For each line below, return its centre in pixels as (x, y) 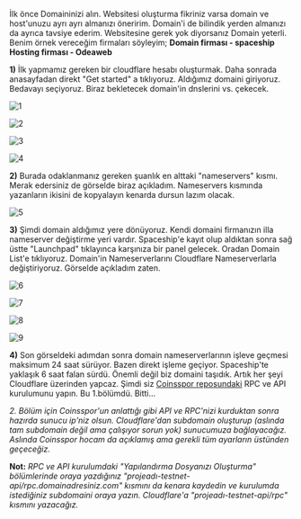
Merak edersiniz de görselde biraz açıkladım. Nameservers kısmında (136, 185)
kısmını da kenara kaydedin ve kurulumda (202, 485)
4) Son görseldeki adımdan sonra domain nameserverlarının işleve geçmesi (149, 355)
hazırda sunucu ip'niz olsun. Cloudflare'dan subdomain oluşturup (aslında (147, 420)
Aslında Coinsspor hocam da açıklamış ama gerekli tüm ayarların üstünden (149, 439)
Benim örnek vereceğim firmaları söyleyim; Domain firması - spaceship (142, 42)
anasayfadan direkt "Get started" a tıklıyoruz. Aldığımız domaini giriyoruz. (145, 79)
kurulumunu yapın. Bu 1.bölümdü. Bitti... (83, 393)
